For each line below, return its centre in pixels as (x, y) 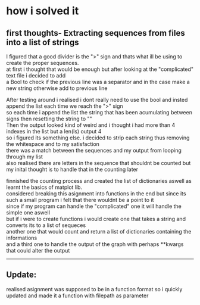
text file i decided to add (36, 75)
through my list (24, 157)
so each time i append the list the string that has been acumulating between (99, 112)
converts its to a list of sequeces (46, 225)
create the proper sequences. (43, 63)
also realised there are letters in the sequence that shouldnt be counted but (99, 163)
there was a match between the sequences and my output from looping (94, 150)
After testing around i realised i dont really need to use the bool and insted (97, 100)
